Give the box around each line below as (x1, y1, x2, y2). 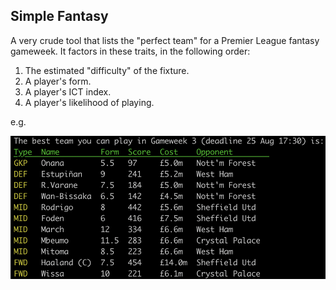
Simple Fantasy (10, 8, 109, 25)
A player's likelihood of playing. (24, 96, 155, 108)
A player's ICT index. (24, 85, 112, 98)
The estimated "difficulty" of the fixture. (24, 64, 190, 76)
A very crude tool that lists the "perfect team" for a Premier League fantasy (10, 34, 320, 46)
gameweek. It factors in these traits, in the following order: (10, 45, 251, 57)
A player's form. (24, 75, 92, 87)
